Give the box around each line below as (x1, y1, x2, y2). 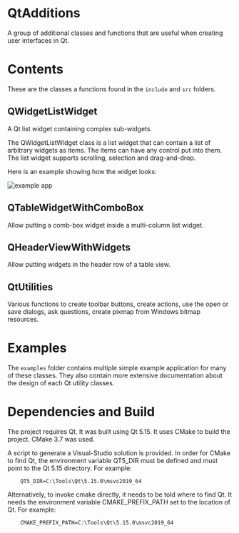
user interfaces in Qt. (7, 36, 70, 44)
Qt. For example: (7, 505, 56, 514)
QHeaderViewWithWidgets (7, 241, 131, 253)
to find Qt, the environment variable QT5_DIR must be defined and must (7, 457, 218, 465)
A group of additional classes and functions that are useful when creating (7, 29, 223, 37)
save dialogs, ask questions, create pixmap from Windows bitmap (7, 308, 201, 316)
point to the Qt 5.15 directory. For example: (7, 464, 132, 472)
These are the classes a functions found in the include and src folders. (7, 84, 216, 93)
